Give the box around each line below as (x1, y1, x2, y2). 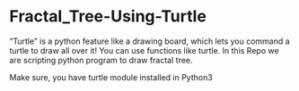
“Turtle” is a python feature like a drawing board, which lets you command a (9, 36, 290, 46)
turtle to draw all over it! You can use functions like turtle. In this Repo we (9, 45, 280, 55)
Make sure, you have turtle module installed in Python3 (9, 71, 213, 82)
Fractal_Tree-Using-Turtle (9, 6, 207, 27)
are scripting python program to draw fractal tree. (9, 54, 193, 65)
